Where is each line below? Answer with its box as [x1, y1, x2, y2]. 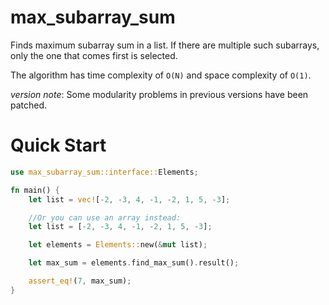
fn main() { [10, 185, 60, 195]
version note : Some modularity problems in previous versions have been [10, 88, 309, 100]
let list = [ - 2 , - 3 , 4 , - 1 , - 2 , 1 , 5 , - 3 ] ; [28, 222, 213, 232]
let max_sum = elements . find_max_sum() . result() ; [28, 258, 240, 268]
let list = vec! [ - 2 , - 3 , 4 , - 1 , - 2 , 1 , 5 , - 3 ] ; [28, 194, 231, 205]
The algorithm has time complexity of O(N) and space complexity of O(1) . [10, 69, 312, 81]
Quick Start [10, 134, 107, 157]
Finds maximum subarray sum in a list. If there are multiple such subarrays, [10, 39, 320, 51]
